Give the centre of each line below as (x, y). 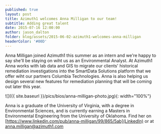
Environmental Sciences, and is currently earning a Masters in (68, 111)
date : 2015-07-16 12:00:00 (33, 28)
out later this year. (23, 87)
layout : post (18, 14)
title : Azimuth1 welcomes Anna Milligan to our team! (61, 19)
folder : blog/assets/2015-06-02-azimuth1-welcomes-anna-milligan (73, 37)
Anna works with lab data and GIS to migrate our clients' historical (71, 66)
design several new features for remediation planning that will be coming (79, 81)
